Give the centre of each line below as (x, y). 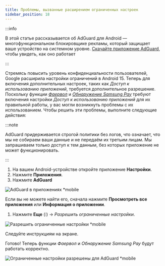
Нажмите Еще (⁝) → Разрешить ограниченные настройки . (74, 214)
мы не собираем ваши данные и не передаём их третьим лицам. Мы (79, 140)
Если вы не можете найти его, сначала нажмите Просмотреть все (76, 199)
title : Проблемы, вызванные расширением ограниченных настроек (72, 10)
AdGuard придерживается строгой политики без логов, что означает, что (83, 134)
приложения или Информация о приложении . (55, 204)
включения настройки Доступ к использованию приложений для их (78, 99)
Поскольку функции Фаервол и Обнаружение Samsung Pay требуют (78, 94)
